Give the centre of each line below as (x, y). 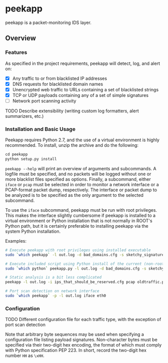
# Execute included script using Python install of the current (73, 264)
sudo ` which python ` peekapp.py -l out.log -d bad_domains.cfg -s (76, 268)
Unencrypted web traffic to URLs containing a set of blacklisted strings (85, 89)
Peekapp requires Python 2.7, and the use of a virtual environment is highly (82, 140)
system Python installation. (33, 231)
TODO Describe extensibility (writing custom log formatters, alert (72, 111)
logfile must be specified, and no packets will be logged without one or (78, 174)
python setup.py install (31, 159)
